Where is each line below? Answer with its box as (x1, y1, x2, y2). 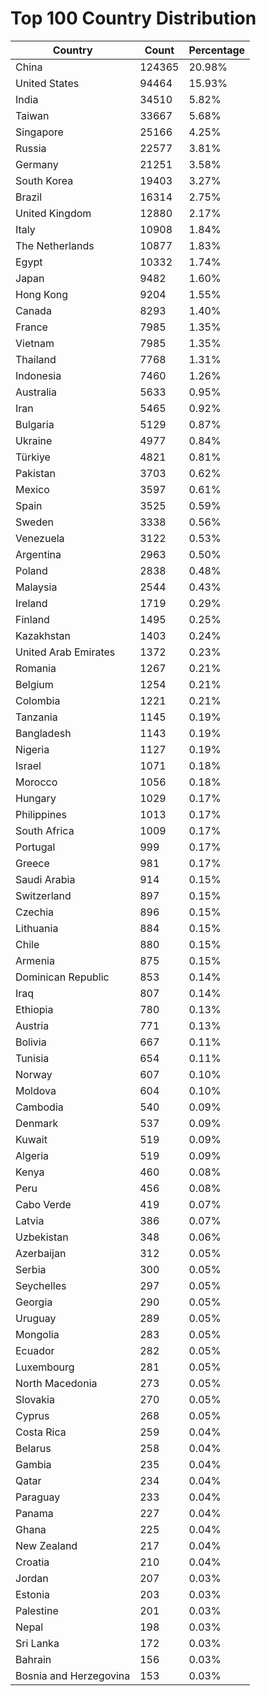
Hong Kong (15, 287, 69, 301)
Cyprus (15, 1408, 50, 1422)
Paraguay (15, 1490, 61, 1504)
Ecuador (15, 1343, 55, 1357)
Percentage (188, 43, 246, 57)
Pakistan (15, 466, 57, 480)
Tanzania (15, 710, 58, 724)
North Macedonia (15, 1376, 98, 1390)
